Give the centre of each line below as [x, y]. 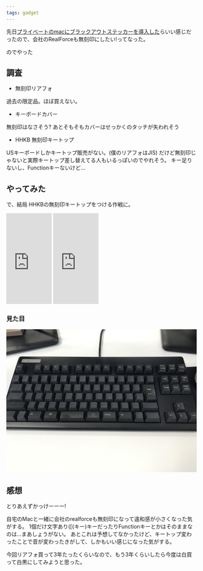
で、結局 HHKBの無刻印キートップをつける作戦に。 [70, 204]
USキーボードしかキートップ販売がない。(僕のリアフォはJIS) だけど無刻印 [99, 153]
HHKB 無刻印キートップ [44, 140]
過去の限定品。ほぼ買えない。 [43, 101]
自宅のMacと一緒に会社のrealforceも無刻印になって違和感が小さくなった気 [99, 519]
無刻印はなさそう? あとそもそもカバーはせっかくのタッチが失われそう [93, 127]
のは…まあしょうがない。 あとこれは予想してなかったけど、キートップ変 [96, 534]
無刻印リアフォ [34, 88]
